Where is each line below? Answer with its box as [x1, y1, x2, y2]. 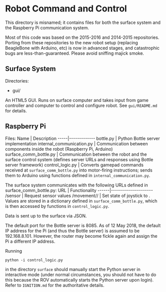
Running [5, 248, 22, 254]
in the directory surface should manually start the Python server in [5, 266, 141, 272]
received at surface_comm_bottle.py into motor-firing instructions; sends [5, 167, 153, 173]
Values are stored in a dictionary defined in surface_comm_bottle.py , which [5, 197, 158, 204]
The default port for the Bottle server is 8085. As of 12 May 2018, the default [5, 222, 161, 228]
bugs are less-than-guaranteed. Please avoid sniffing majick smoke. [5, 50, 145, 56]
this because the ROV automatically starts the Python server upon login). [5, 277, 154, 283]
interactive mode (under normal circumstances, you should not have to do [5, 272, 157, 278]
